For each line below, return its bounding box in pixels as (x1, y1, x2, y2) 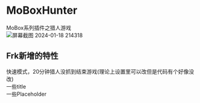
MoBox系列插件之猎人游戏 (6, 24, 71, 31)
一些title (6, 83, 27, 90)
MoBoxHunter (6, 4, 78, 17)
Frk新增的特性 (6, 51, 58, 61)
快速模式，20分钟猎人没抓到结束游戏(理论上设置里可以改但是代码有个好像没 (6, 68, 195, 75)
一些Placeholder (6, 90, 47, 98)
